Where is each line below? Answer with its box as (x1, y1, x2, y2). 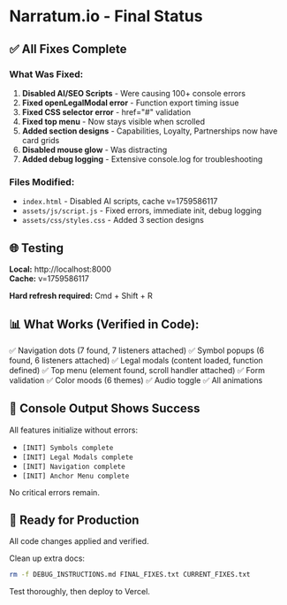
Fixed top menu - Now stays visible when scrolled (21, 116, 206, 126)
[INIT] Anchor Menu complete (21, 471, 130, 480)
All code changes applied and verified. (9, 536, 149, 547)
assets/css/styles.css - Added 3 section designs (21, 215, 205, 226)
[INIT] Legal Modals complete (21, 453, 134, 462)
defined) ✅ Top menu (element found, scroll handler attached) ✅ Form (9, 364, 265, 375)
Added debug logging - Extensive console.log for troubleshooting (21, 153, 263, 165)
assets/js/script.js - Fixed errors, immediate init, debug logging (21, 205, 262, 216)
